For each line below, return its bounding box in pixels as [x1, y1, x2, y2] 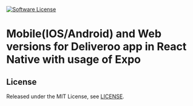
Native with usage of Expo [6, 53, 141, 67]
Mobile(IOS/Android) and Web [6, 27, 162, 41]
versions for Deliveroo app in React [6, 40, 187, 54]
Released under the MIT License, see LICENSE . [6, 93, 124, 100]
